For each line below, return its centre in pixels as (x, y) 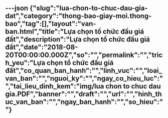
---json (17, 8)
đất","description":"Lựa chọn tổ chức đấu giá (78, 39)
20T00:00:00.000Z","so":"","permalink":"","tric (84, 55)
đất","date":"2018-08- (42, 47)
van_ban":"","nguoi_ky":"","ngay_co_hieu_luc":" (84, 79)
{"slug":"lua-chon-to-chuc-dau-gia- (89, 8)
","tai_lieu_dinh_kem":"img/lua (55, 86)
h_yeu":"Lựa (25, 63)
